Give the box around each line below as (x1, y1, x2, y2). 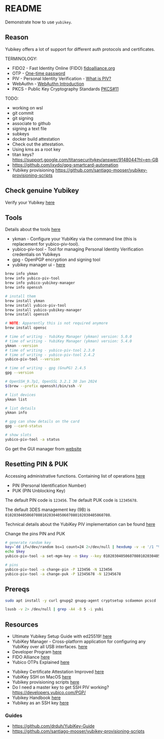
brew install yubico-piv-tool (5, 303, 67, 308)
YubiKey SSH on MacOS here (12, 674, 72, 680)
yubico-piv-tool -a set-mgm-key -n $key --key (5, 554, 102, 559)
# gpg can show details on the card (5, 419, 80, 424)
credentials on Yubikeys (12, 252, 61, 257)
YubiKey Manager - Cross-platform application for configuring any (12, 638, 146, 645)
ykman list (5, 397, 27, 402)
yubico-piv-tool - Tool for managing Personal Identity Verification (12, 246, 143, 252)
